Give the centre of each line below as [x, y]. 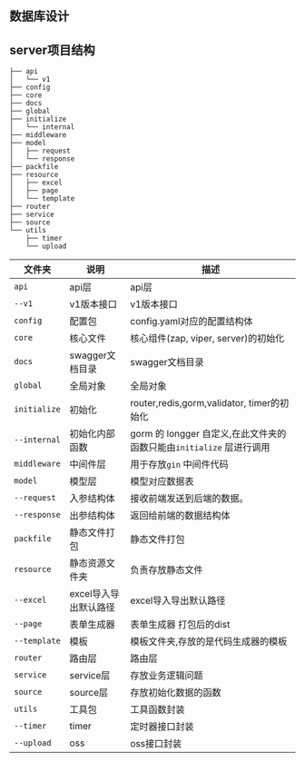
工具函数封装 [157, 709]
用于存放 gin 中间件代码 [179, 464]
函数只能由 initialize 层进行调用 [200, 448]
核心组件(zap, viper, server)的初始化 [207, 339]
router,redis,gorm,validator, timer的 [205, 403]
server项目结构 [52, 49]
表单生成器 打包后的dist [180, 625]
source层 [89, 693]
